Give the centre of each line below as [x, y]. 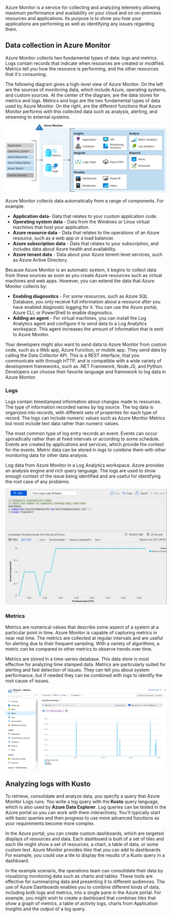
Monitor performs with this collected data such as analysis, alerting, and [81, 111]
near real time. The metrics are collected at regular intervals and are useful [84, 638]
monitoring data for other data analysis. [47, 455]
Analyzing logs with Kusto [48, 784]
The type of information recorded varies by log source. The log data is [79, 407]
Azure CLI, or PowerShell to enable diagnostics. [63, 313]
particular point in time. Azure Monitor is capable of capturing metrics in [81, 633]
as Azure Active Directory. [40, 260]
